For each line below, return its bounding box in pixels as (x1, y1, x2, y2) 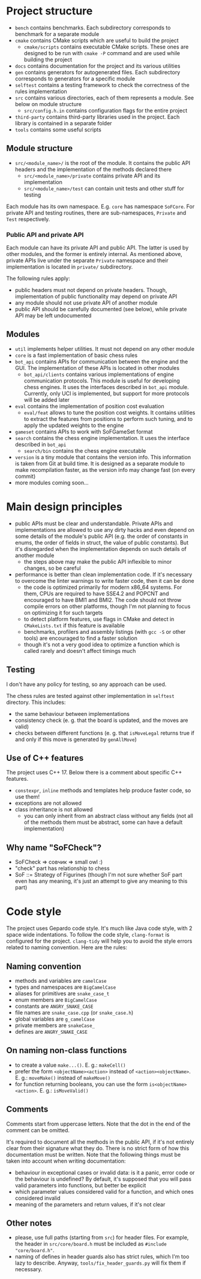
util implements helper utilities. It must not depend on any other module (14, 345, 195, 352)
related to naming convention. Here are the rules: (6, 944, 128, 951)
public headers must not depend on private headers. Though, (14, 287, 167, 294)
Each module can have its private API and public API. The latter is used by (6, 244, 189, 251)
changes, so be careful (23, 564, 81, 571)
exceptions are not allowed (14, 799, 82, 807)
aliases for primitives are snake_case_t (14, 989, 110, 997)
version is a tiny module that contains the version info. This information (14, 453, 191, 461)
